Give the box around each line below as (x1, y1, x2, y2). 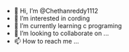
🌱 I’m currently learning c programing (13, 22, 122, 30)
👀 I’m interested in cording (13, 14, 90, 22)
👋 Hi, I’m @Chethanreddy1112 (13, 7, 99, 15)
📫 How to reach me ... (13, 37, 79, 45)
